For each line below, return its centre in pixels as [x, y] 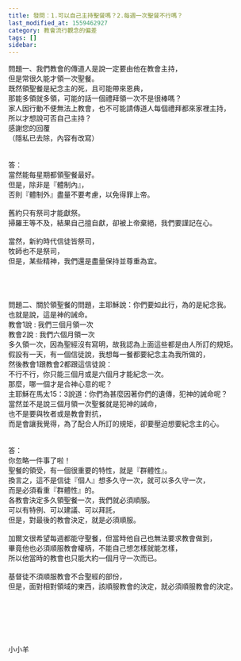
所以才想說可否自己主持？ [50, 118]
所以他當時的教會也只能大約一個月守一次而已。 [84, 558]
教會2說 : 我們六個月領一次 [52, 335]
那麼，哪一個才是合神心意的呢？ [60, 384]
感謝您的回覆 [29, 129]
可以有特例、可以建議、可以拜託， [64, 510]
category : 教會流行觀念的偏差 [53, 30]
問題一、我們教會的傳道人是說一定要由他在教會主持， [95, 69]
